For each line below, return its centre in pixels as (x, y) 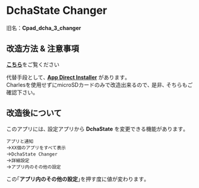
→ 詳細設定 (18, 160)
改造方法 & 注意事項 (43, 49)
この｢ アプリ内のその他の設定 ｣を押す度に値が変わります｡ (77, 179)
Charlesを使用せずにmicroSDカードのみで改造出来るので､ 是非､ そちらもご (99, 84)
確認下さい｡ (21, 92)
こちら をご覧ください (33, 64)
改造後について (34, 113)
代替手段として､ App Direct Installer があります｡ (67, 77)
